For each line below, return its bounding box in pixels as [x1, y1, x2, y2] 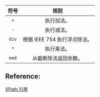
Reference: [5, 72, 41, 81]
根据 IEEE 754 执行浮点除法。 [23, 36, 93, 43]
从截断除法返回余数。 [32, 55, 83, 62]
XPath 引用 [5, 86, 28, 92]
